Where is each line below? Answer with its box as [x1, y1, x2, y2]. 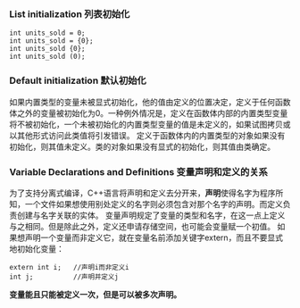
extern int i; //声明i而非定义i [9, 262, 129, 271]
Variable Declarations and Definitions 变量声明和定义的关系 [9, 165, 268, 178]
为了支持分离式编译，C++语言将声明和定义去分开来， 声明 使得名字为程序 [9, 187, 276, 198]
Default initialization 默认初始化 [9, 74, 146, 87]
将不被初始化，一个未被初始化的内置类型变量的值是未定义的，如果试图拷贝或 [9, 119, 291, 129]
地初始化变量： [9, 243, 64, 254]
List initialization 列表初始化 [9, 7, 130, 20]
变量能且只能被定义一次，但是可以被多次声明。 [9, 288, 181, 300]
